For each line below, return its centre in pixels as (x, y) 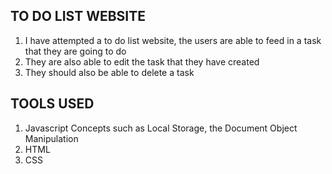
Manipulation (51, 138)
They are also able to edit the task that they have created (142, 61)
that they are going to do (75, 51)
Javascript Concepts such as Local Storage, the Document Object (161, 128)
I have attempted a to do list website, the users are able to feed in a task (173, 40)
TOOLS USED (52, 104)
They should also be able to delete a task (109, 72)
